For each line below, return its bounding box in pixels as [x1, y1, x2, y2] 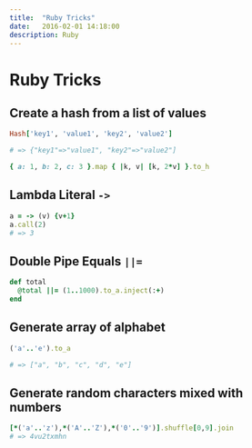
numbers [9, 399, 62, 414]
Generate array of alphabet [9, 320, 166, 335]
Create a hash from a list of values [9, 105, 207, 121]
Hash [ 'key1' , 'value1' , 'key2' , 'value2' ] [9, 129, 173, 139]
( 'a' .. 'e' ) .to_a [9, 343, 71, 353]
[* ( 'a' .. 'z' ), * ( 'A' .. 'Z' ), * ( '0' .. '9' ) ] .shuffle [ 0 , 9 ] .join [9, 423, 235, 433]
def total [9, 278, 47, 287]
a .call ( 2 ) [9, 220, 47, 229]
